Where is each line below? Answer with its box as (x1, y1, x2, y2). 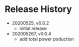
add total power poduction (19, 36, 74, 42)
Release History (4, 3, 72, 15)
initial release (19, 25, 47, 31)
